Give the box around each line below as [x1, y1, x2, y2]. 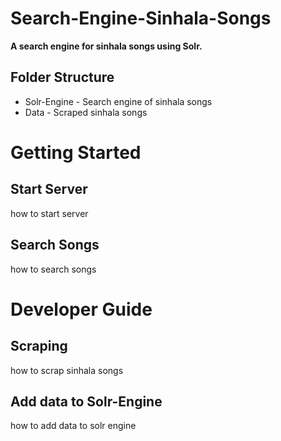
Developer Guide [10, 298, 153, 321]
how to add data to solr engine [10, 420, 137, 432]
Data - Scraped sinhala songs [24, 106, 148, 118]
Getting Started [10, 141, 142, 164]
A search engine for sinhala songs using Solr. [10, 40, 203, 52]
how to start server [10, 207, 89, 219]
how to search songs [10, 263, 97, 275]
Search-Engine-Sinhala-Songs [10, 7, 272, 30]
